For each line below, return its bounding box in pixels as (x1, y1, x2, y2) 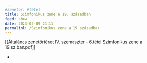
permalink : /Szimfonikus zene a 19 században (5, 26, 99, 31)
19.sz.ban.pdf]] (5, 44, 36, 50)
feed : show (5, 16, 27, 21)
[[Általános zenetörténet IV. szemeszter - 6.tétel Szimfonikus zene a (5, 39, 143, 45)
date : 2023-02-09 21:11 (5, 21, 54, 26)
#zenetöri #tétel (5, 7, 41, 12)
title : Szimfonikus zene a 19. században (5, 12, 91, 17)
